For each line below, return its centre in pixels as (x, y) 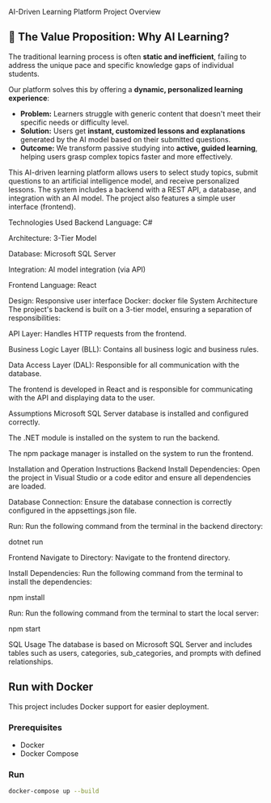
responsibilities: (34, 318)
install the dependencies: (50, 581)
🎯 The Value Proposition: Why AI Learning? (119, 37)
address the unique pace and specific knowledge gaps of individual (121, 65)
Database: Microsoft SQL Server (62, 253)
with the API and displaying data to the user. (82, 397)
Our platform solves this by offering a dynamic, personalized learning (126, 89)
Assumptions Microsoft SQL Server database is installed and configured (129, 413)
